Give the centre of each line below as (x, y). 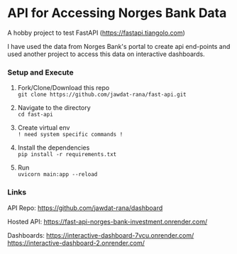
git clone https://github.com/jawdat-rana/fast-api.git (102, 95)
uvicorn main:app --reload (57, 175)
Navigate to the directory (54, 108)
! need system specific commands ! (70, 135)
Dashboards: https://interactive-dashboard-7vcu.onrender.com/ (101, 235)
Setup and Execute (40, 72)
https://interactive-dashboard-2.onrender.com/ (76, 243)
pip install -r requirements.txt (67, 155)
